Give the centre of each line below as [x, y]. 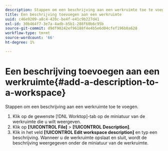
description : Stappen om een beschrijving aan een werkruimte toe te [79, 10]
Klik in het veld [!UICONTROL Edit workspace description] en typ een [85, 132]
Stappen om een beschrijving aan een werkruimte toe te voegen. [72, 106]
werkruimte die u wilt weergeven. [47, 121]
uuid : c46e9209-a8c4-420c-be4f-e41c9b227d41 [52, 19]
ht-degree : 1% [20, 42]
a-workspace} [35, 92]
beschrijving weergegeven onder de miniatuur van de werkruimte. [80, 142]
